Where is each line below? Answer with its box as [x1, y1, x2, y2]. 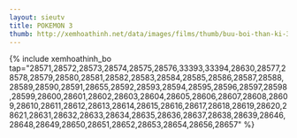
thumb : [9, 29, 34, 38]
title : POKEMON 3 [9, 21, 73, 30]
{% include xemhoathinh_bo [9, 54, 112, 65]
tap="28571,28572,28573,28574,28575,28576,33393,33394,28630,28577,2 [9, 63, 286, 73]
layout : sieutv [9, 12, 65, 22]
